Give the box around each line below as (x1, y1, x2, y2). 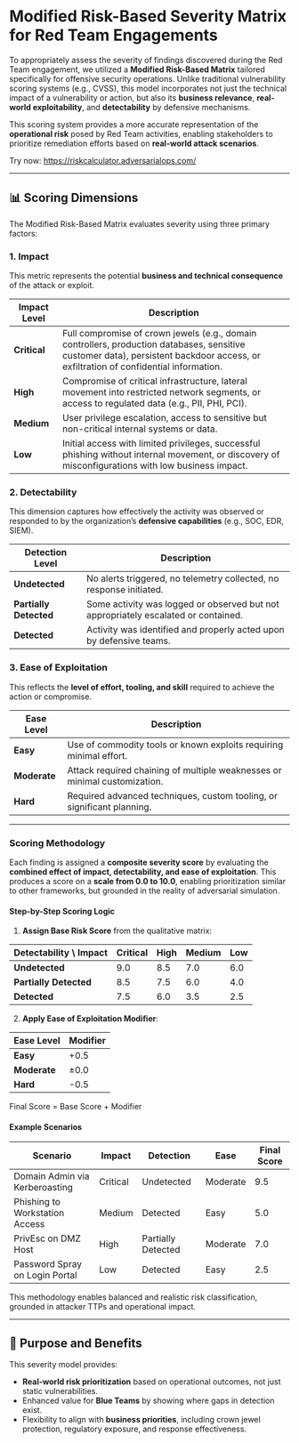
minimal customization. (67, 775, 164, 787)
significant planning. (67, 801, 152, 813)
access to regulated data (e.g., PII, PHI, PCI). (61, 398, 247, 410)
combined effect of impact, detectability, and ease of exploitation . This (9, 866, 277, 877)
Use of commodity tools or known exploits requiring (67, 738, 284, 751)
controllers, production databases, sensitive (61, 338, 246, 351)
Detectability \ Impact (13, 947, 109, 959)
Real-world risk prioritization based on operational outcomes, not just (21, 1376, 281, 1387)
